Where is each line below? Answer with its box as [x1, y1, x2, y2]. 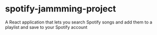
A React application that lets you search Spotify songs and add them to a [5, 19, 153, 25]
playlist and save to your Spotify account [5, 24, 88, 30]
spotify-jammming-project [5, 3, 116, 14]
